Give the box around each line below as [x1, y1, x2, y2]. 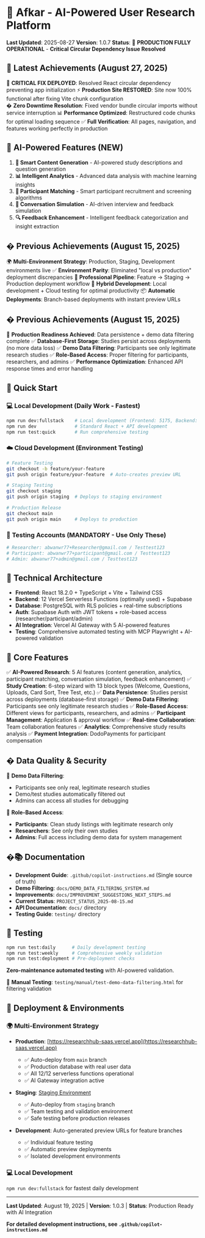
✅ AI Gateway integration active [24, 1077, 105, 1084]
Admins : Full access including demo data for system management [15, 834, 182, 841]
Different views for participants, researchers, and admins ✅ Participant [6, 710, 186, 717]
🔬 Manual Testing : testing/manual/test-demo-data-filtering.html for [6, 979, 184, 986]
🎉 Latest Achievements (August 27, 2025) [6, 63, 168, 73]
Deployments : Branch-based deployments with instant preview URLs [6, 296, 181, 303]
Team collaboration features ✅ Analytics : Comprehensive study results [6, 723, 186, 730]
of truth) [15, 878, 37, 885]
